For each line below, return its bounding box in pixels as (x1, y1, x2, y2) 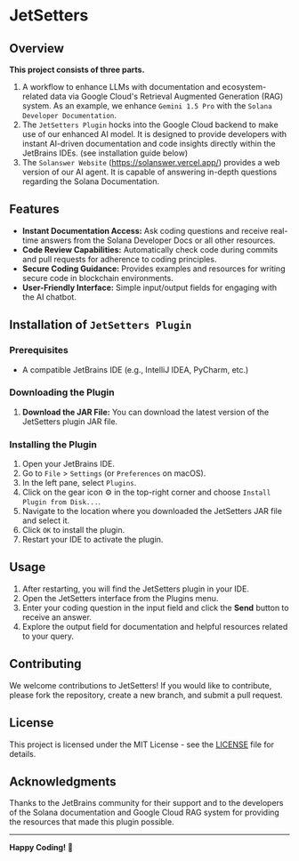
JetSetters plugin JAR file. (21, 415, 118, 427)
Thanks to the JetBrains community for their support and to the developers (9, 798, 284, 809)
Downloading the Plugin (9, 386, 115, 398)
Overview (9, 41, 65, 56)
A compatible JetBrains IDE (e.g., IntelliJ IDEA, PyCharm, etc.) (21, 364, 249, 374)
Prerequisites (9, 344, 69, 357)
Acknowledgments (9, 774, 117, 789)
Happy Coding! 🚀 (9, 842, 74, 853)
